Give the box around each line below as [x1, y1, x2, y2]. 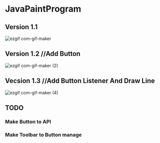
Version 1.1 [5, 23, 38, 31]
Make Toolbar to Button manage [5, 131, 82, 138]
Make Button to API [5, 118, 51, 125]
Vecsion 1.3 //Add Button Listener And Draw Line [5, 77, 155, 85]
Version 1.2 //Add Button [5, 50, 81, 58]
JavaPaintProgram [5, 3, 81, 15]
